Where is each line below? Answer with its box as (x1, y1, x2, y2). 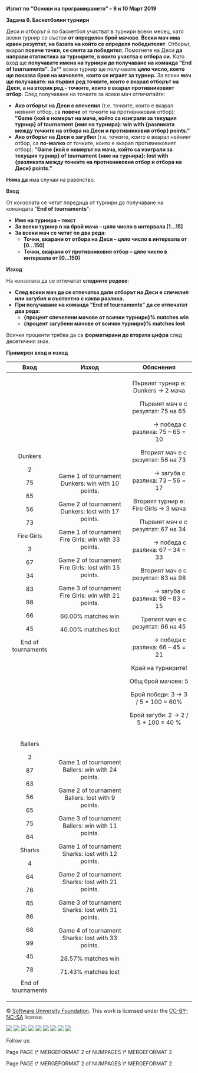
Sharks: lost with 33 (62, 934, 118, 942)
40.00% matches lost (60, 626, 120, 633)
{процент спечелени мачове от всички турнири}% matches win (23, 314, 189, 320)
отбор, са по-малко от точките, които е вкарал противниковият (14, 140, 177, 146)
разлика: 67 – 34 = (132, 546, 186, 554)
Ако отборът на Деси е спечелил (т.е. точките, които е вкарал (14, 102, 174, 109)
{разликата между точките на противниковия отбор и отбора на (14, 159, 182, 165)
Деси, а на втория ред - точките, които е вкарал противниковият (6, 84, 175, 91)
